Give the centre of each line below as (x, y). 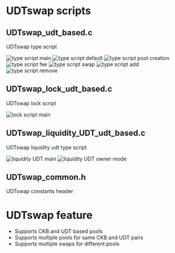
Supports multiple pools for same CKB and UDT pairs (79, 238)
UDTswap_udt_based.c (49, 33)
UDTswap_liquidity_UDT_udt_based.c (76, 133)
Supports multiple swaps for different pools (67, 244)
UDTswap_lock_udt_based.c (59, 89)
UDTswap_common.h (46, 177)
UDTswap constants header (40, 191)
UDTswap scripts (49, 11)
